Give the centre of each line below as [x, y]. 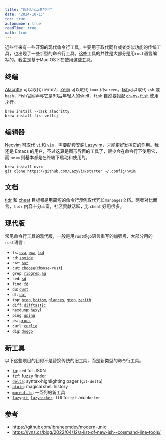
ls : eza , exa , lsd [28, 252]
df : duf [19, 294]
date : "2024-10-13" [25, 14]
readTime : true [21, 28]
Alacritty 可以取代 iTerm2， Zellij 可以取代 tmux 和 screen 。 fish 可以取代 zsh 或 [83, 89]
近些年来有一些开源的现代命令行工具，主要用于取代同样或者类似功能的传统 [81, 47]
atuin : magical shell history [40, 387]
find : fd [20, 284]
